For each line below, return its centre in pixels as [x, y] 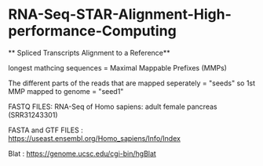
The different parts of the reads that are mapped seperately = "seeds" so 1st [132, 83]
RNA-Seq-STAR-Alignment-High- [120, 14]
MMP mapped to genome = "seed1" [66, 91]
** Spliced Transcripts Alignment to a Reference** [89, 52]
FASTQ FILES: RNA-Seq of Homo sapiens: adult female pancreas [113, 106]
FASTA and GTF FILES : [46, 130]
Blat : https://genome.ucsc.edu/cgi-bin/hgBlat [82, 153]
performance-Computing [92, 31]
